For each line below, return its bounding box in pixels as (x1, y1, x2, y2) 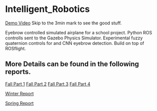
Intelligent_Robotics (5, 3, 90, 15)
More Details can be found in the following (5, 60, 140, 68)
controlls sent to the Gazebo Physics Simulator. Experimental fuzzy (5, 35, 143, 41)
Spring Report (5, 100, 34, 106)
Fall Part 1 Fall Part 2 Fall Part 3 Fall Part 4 (5, 81, 91, 87)
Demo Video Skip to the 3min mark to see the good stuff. (5, 20, 122, 26)
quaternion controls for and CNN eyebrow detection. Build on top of (5, 40, 145, 46)
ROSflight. (5, 45, 26, 51)
